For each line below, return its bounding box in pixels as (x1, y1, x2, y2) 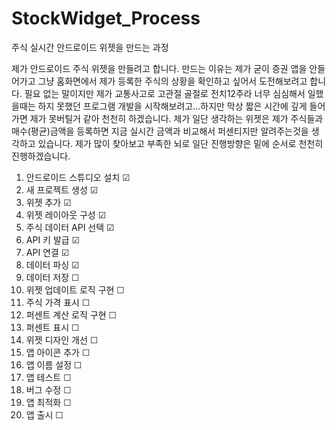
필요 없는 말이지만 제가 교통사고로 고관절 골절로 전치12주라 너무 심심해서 (24, 87, 306, 99)
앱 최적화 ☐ (25, 396, 72, 408)
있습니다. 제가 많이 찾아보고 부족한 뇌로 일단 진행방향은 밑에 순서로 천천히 (37, 137, 324, 149)
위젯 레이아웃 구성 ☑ (25, 208, 107, 221)
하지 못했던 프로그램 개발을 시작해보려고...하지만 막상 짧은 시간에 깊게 (37, 100, 308, 112)
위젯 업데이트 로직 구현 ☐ (25, 283, 125, 296)
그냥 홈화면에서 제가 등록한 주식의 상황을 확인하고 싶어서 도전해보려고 (37, 75, 308, 87)
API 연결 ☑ (25, 246, 70, 258)
